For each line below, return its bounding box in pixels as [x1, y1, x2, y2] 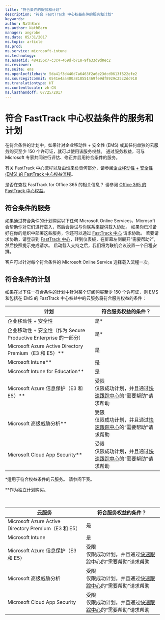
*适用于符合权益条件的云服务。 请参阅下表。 [5, 476, 95, 482]
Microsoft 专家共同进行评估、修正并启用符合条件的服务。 [5, 155, 120, 160]
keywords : [5, 16, 26, 21]
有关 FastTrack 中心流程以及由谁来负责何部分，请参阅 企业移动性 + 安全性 [5, 165, 153, 171]
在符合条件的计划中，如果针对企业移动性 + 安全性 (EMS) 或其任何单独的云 [5, 142, 155, 148]
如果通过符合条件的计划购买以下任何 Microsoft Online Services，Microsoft [5, 218, 156, 224]
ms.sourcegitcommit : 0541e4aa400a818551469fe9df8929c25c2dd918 [5, 76, 137, 81]
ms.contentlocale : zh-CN [5, 85, 56, 90]
